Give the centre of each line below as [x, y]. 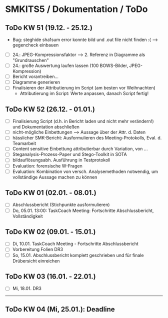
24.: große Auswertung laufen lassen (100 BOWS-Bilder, [70, 65]
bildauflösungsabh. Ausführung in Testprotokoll [61, 160]
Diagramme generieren [36, 82]
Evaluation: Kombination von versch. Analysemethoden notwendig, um [85, 171]
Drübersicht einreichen [36, 260]
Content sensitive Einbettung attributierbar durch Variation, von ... [80, 149]
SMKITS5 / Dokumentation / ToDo [76, 9]
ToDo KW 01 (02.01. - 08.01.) [51, 193]
